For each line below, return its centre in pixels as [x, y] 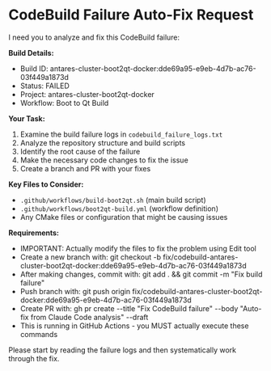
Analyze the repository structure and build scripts [103, 142]
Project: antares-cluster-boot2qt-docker [87, 94]
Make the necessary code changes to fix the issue [104, 160]
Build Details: [31, 53]
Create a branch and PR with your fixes [85, 168]
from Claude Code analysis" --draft [89, 317]
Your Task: [27, 118]
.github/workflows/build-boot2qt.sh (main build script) [113, 200]
